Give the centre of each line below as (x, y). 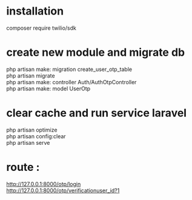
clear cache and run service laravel (96, 113)
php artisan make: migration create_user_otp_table (69, 69)
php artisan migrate (31, 75)
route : (23, 167)
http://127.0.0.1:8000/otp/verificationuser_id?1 (63, 190)
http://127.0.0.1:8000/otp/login (44, 184)
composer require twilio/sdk (41, 28)
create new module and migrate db (96, 52)
